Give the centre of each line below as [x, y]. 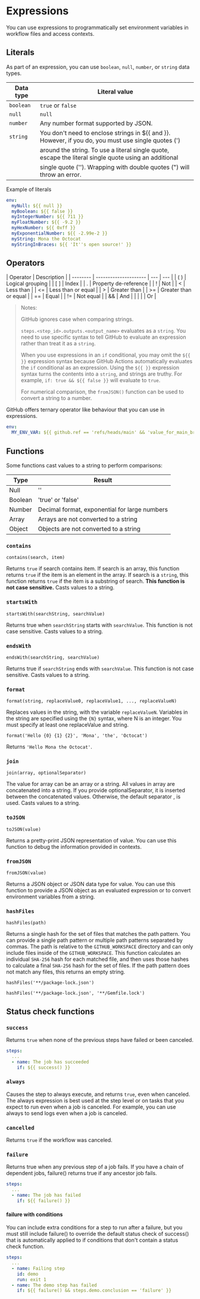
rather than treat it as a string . [58, 344]
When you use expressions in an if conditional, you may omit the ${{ [106, 355]
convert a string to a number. [56, 398]
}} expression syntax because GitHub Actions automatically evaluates [107, 361]
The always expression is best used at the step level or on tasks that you [95, 1100]
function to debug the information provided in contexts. [74, 847]
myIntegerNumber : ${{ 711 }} [48, 217]
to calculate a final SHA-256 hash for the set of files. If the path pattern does [98, 966]
